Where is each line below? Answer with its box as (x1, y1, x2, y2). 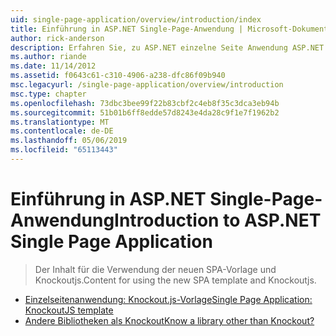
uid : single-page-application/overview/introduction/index (10, 14, 262, 25)
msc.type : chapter (10, 89, 87, 99)
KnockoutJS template (24, 304, 114, 316)
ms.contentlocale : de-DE (10, 126, 114, 136)
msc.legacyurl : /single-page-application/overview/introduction (10, 80, 284, 90)
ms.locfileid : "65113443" (10, 145, 118, 155)
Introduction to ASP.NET (114, 209, 322, 232)
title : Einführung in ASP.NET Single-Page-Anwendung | (10, 24, 244, 34)
